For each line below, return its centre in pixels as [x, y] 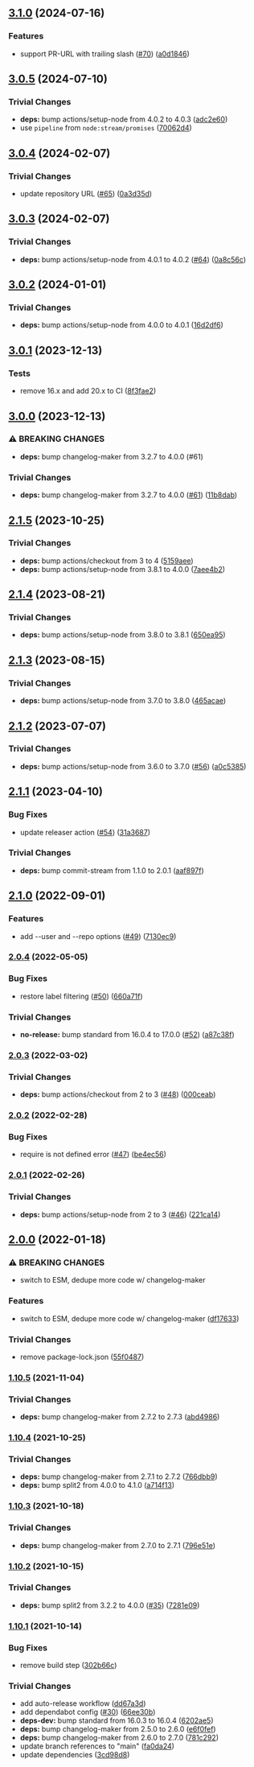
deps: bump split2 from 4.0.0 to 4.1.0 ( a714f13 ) [97, 1485]
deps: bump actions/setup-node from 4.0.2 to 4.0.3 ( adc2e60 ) [124, 119]
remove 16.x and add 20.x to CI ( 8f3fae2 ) [88, 391]
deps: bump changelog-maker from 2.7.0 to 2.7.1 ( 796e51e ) [117, 1545]
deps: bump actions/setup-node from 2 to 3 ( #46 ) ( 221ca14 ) [120, 1214]
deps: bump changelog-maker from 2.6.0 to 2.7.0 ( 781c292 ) [119, 1738]
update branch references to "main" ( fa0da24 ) [97, 1746]
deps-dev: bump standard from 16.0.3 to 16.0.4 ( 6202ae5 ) [117, 1720]
